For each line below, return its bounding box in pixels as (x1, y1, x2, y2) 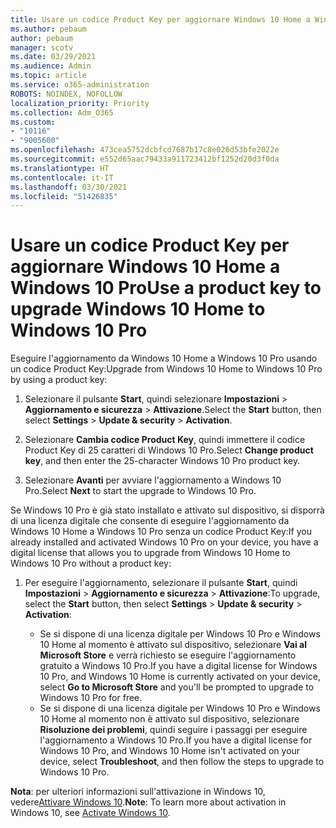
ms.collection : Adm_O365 (10, 107, 114, 118)
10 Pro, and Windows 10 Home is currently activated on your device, (39, 671, 322, 683)
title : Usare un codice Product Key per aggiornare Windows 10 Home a (10, 14, 311, 25)
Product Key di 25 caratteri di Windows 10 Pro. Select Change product (24, 444, 314, 456)
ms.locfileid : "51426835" (10, 191, 118, 201)
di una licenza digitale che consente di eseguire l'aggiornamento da (10, 515, 290, 527)
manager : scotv (10, 42, 74, 53)
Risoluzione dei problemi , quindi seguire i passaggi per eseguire (39, 724, 308, 736)
